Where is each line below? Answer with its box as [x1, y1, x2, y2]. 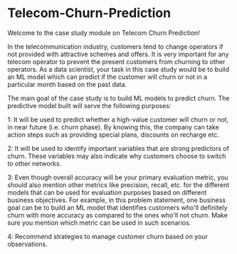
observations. [7, 240, 48, 248]
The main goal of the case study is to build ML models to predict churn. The [7, 94, 230, 102]
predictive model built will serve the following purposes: [7, 101, 172, 110]
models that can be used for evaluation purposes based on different [7, 188, 207, 196]
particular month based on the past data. [7, 80, 127, 88]
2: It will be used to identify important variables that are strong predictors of [7, 144, 230, 152]
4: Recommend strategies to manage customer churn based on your [7, 232, 208, 240]
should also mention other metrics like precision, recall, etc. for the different [7, 180, 230, 189]
